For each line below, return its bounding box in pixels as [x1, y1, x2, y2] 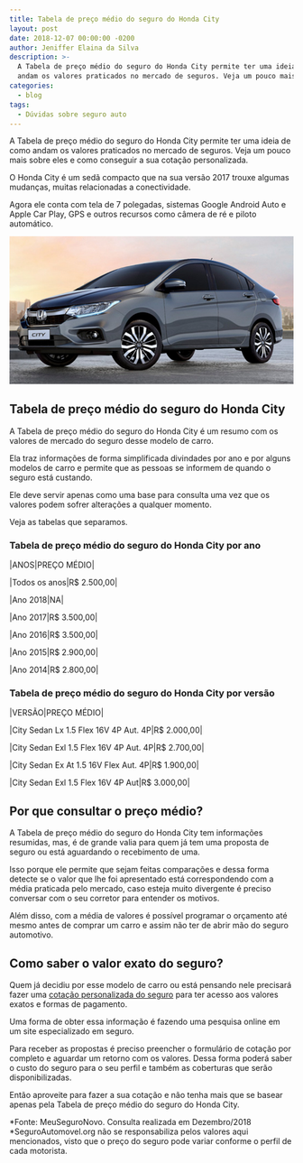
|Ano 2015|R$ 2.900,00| [9, 647, 99, 658]
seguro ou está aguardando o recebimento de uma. [9, 846, 200, 857]
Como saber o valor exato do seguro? [9, 955, 224, 971]
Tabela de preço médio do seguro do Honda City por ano [9, 539, 262, 551]
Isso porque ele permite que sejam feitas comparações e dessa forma [9, 864, 270, 875]
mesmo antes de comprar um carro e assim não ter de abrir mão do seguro [9, 920, 289, 931]
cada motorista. [9, 1146, 68, 1157]
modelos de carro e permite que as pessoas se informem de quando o [9, 462, 271, 473]
